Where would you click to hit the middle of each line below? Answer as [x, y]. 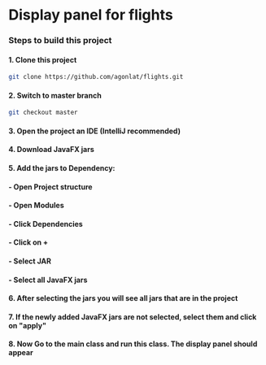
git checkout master [44, 113]
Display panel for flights [91, 15]
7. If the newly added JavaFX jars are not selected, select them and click [133, 317]
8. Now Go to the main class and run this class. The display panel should [133, 344]
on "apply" [28, 325]
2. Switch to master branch [55, 95]
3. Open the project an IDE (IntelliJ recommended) [95, 131]
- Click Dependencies [46, 224]
